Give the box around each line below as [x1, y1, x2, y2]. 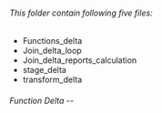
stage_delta [22, 65, 66, 76]
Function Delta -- [9, 95, 75, 106]
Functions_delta [22, 36, 83, 46]
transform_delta [22, 74, 83, 86]
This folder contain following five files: [9, 7, 153, 18]
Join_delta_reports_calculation [22, 55, 137, 66]
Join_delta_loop [22, 46, 82, 56]
